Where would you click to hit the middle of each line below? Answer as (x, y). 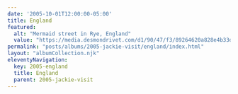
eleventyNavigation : (38, 60)
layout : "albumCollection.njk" (53, 54)
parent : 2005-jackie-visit (53, 80)
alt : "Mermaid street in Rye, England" (73, 34)
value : (23, 40)
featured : (22, 27)
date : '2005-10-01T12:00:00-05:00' (60, 14)
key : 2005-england (41, 66)
